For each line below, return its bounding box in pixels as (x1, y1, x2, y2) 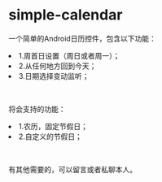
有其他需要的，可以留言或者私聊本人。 (8, 164, 137, 174)
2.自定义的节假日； (19, 132, 83, 141)
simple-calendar (8, 6, 123, 24)
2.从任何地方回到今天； (19, 61, 97, 71)
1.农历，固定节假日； (19, 121, 88, 131)
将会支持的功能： (8, 104, 66, 114)
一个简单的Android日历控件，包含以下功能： (8, 33, 156, 43)
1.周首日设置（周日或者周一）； (19, 50, 120, 60)
